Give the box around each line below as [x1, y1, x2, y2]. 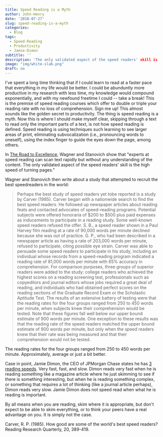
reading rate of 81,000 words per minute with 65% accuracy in [17, 259, 143, 264]
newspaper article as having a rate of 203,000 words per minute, [17, 238, 147, 243]
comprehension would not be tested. [17, 337, 91, 342]
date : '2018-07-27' [5, 16, 45, 21]
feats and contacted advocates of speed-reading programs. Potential [17, 207, 156, 213]
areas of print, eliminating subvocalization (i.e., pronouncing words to [5, 131, 144, 137]
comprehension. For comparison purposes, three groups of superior [17, 264, 154, 269]
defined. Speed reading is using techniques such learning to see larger [5, 127, 147, 132]
